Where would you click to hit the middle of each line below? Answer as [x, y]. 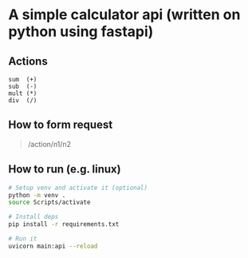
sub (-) [23, 86]
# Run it [23, 239]
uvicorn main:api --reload [53, 246]
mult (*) [23, 93]
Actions [28, 61]
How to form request [61, 125]
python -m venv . [37, 195]
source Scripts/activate [49, 202]
